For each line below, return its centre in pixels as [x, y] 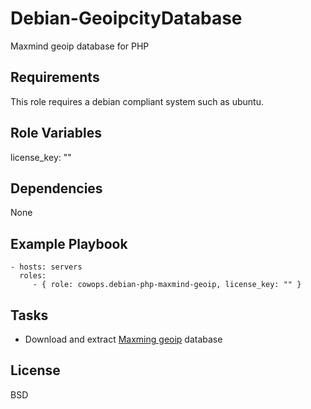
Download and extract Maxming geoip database [123, 339]
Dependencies [56, 188]
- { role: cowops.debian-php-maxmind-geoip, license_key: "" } [167, 285]
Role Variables [56, 133]
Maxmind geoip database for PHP [80, 46]
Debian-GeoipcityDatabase [126, 18]
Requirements [55, 77]
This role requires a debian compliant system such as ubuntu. [137, 101]
